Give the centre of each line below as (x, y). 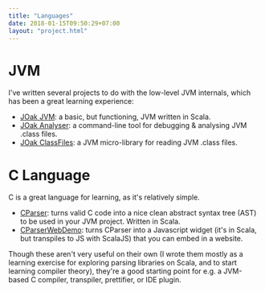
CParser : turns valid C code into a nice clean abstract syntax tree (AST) (138, 213)
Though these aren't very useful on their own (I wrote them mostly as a (126, 254)
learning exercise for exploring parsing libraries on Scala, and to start (122, 263)
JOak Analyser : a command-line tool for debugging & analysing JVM (133, 125)
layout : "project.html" (48, 31)
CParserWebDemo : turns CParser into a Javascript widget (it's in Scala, (138, 230)
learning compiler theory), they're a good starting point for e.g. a (115, 271)
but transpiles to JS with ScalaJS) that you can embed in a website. (131, 239)
